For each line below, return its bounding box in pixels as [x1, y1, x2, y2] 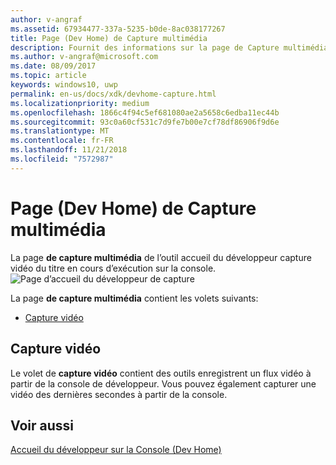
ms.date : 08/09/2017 [10, 61, 97, 71]
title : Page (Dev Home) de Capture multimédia [10, 33, 208, 43]
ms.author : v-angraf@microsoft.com [10, 52, 159, 62]
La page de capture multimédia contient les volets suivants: [10, 292, 259, 304]
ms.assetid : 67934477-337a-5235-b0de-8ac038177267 [10, 24, 226, 34]
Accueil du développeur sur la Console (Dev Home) [10, 444, 222, 456]
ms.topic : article [10, 71, 87, 81]
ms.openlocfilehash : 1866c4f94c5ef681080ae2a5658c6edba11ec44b [10, 107, 280, 118]
